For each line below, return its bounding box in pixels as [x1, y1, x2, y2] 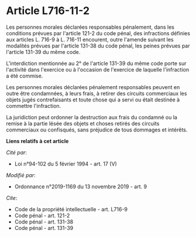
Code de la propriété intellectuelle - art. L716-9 [14, 205, 128, 212]
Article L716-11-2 [6, 4, 90, 18]
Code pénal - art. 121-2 [14, 212, 70, 219]
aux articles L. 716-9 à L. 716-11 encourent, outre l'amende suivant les [6, 36, 174, 43]
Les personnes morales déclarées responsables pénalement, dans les [6, 23, 174, 31]
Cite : [6, 194, 18, 201]
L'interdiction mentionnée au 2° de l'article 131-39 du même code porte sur [6, 60, 187, 67]
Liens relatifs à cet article [6, 137, 69, 144]
